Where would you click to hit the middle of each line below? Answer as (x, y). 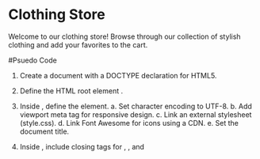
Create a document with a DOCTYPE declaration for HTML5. (118, 75)
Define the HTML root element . (71, 91)
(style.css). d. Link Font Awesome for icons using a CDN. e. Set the (129, 123)
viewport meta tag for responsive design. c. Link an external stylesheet (136, 114)
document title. (44, 131)
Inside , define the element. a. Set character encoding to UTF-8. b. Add (136, 106)
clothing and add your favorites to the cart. (78, 44)
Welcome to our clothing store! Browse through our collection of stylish (124, 36)
